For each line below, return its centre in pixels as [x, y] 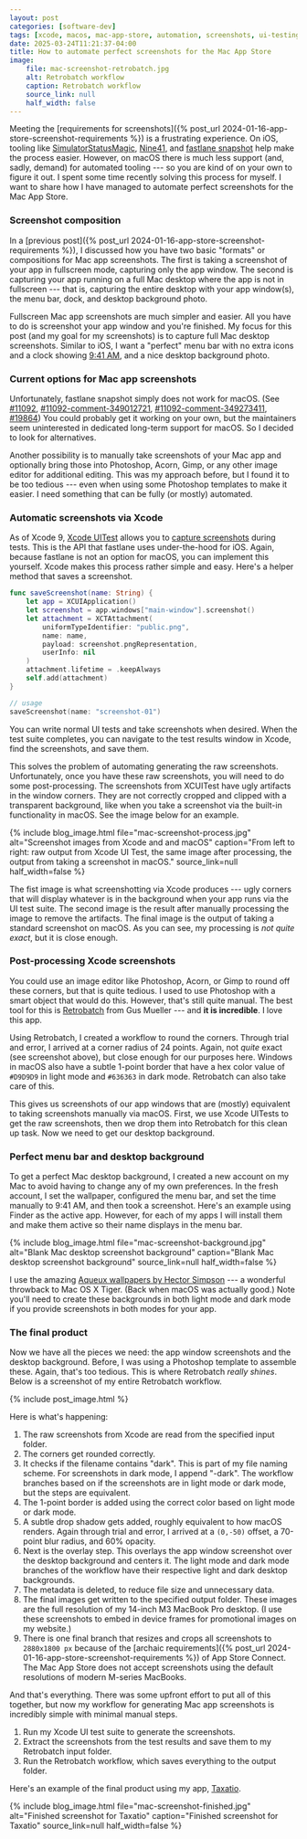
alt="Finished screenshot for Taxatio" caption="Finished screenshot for [144, 1816]
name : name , [65, 636]
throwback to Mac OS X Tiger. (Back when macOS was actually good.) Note [152, 1290]
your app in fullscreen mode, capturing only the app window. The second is [152, 270]
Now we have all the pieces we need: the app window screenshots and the [150, 1352]
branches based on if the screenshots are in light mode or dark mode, [154, 1483]
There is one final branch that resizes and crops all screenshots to [147, 1638]
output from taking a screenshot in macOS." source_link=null [124, 861]
